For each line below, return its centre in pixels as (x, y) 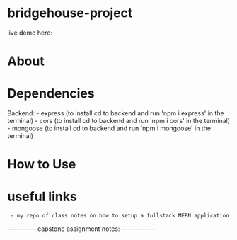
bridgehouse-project (70, 13)
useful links (42, 197)
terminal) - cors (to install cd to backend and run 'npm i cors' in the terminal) (119, 121)
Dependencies (51, 94)
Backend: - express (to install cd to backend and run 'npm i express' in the (116, 113)
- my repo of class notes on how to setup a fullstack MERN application (120, 216)
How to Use (42, 165)
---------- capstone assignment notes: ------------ (82, 229)
